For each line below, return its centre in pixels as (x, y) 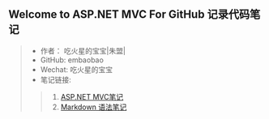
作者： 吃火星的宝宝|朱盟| (83, 50)
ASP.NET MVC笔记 (92, 96)
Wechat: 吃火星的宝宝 (77, 69)
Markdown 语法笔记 (94, 107)
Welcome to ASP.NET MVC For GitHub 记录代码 (129, 15)
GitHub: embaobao (72, 60)
